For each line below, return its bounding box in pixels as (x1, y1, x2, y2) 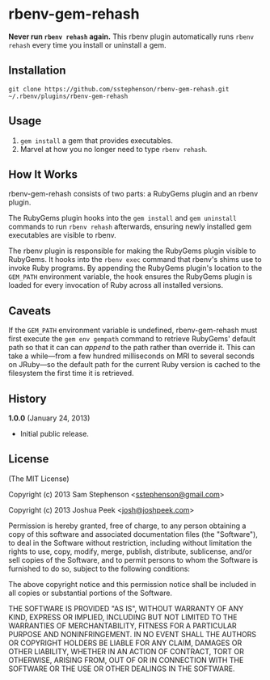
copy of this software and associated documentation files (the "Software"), (8, 529, 259, 539)
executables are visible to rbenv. (8, 230, 117, 240)
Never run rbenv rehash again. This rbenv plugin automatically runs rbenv (8, 32, 255, 41)
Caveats (8, 304, 51, 318)
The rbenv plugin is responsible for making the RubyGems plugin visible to (8, 246, 256, 256)
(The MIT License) (8, 474, 70, 484)
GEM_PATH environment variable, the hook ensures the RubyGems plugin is (8, 272, 253, 281)
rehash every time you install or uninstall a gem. (8, 40, 167, 49)
